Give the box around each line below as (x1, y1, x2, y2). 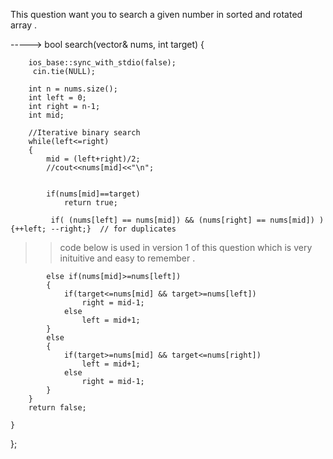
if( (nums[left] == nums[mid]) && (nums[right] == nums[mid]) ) (50, 215, 325, 225)
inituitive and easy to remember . (59, 252, 196, 264)
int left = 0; (28, 93, 87, 103)
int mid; (28, 110, 65, 120)
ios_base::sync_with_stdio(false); (28, 58, 177, 68)
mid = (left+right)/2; (46, 154, 141, 164)
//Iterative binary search (28, 128, 141, 138)
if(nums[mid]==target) (46, 189, 141, 199)
